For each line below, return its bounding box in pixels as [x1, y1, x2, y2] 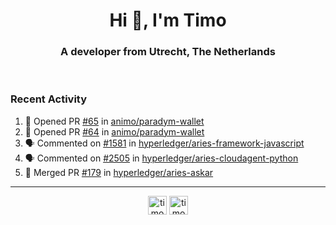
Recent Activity [10, 92, 88, 106]
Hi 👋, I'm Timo [109, 9, 227, 32]
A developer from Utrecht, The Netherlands [60, 45, 276, 59]
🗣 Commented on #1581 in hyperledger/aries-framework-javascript [24, 137, 305, 149]
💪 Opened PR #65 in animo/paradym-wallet [24, 115, 205, 127]
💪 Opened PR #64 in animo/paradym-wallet [24, 125, 205, 138]
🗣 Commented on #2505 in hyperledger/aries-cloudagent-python [24, 152, 299, 164]
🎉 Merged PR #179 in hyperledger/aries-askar [24, 166, 214, 178]
